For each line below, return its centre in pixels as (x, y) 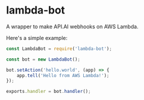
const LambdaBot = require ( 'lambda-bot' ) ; (59, 49)
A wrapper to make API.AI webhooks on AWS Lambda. (72, 26)
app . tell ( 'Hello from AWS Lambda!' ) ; (63, 75)
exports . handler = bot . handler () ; (49, 92)
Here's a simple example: (37, 38)
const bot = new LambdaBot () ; (43, 59)
